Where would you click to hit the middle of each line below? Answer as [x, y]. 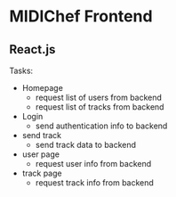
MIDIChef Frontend [81, 16]
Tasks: [21, 70]
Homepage [43, 88]
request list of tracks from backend [100, 107]
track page [42, 173]
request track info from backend [94, 183]
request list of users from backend [99, 97]
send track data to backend [85, 145]
